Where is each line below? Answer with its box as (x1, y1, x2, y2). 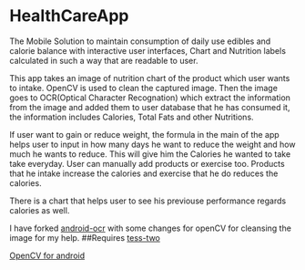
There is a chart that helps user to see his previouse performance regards (9, 195, 287, 206)
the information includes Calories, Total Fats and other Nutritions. (9, 111, 254, 122)
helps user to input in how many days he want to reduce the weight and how (9, 139, 296, 150)
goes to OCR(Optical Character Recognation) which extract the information (9, 92, 291, 103)
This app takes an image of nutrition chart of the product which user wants (9, 72, 290, 83)
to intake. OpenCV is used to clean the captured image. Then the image (9, 82, 278, 93)
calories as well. (9, 204, 70, 215)
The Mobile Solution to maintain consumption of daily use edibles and (9, 36, 271, 47)
